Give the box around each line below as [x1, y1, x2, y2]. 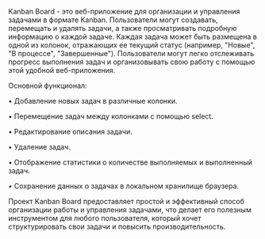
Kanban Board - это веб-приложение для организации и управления [8, 7, 240, 16]
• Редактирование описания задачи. [8, 127, 132, 136]
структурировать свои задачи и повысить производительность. [8, 222, 226, 231]
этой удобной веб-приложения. [8, 66, 116, 74]
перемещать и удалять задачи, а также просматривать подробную [8, 24, 237, 32]
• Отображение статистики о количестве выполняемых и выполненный [8, 157, 252, 167]
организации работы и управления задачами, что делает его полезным [8, 205, 252, 214]
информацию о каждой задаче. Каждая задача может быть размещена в [8, 32, 258, 41]
